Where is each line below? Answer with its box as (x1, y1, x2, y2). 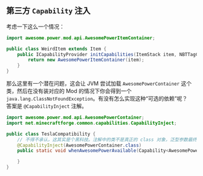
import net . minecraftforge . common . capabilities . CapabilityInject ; (6, 120, 177, 126)
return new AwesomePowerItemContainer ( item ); (28, 57, 145, 63)
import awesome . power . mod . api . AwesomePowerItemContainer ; (6, 35, 155, 41)
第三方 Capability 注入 (6, 5, 91, 16)
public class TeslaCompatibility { (6, 131, 96, 137)
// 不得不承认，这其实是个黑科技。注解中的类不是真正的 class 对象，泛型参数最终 (17, 136, 198, 143)
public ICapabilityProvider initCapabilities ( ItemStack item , (17, 51, 177, 57)
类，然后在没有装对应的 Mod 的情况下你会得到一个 (6, 87, 132, 95)
